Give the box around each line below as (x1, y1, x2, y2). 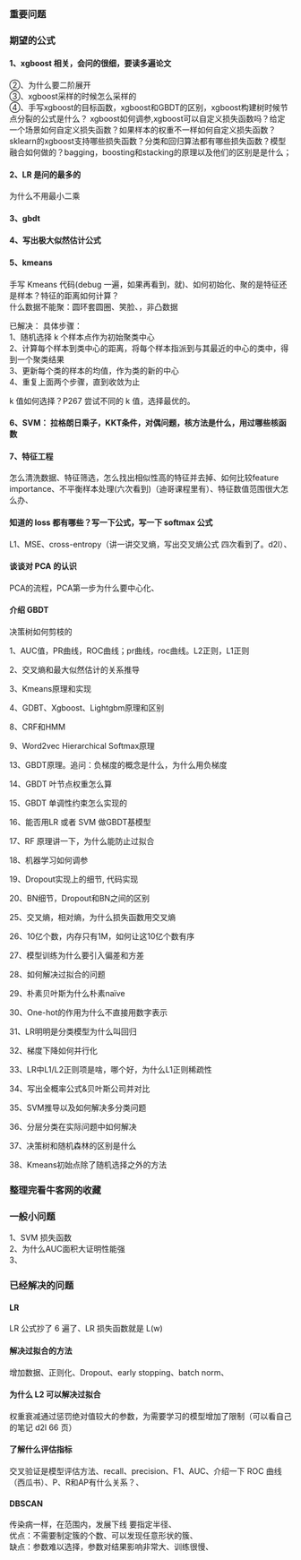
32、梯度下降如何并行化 (9, 1046, 99, 1056)
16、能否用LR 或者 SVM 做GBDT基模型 (9, 817, 151, 828)
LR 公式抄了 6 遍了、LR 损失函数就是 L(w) (9, 1323, 163, 1334)
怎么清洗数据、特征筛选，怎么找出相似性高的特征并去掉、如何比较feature (9, 472, 279, 483)
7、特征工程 (9, 451, 54, 461)
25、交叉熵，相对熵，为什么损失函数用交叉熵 (9, 912, 176, 923)
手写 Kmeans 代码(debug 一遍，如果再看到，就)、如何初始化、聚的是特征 (9, 279, 279, 289)
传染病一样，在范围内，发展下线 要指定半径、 (9, 1519, 176, 1530)
